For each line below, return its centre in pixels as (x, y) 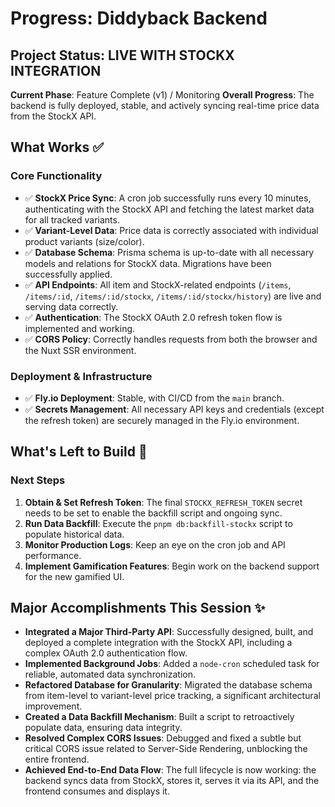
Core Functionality (56, 176)
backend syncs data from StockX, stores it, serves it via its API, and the (172, 781)
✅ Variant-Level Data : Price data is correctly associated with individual (171, 230)
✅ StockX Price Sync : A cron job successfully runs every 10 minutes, (168, 198)
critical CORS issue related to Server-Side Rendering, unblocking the (166, 749)
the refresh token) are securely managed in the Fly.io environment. (162, 420)
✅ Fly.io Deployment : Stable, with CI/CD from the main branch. (154, 398)
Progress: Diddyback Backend (139, 18)
